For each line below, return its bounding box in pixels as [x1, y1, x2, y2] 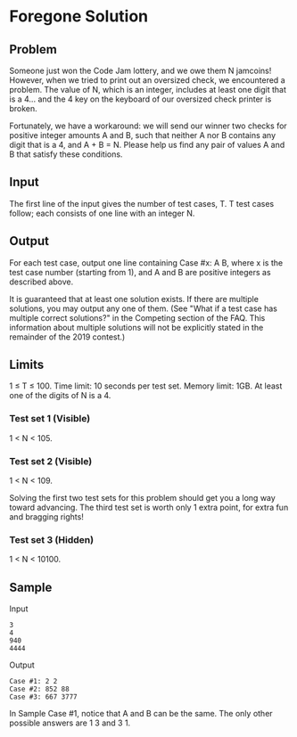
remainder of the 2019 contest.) [9, 332, 126, 342]
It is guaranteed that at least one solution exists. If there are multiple [9, 293, 259, 304]
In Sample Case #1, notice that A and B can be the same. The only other [9, 708, 274, 719]
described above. [9, 276, 74, 287]
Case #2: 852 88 [9, 684, 70, 694]
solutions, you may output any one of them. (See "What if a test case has [9, 303, 278, 314]
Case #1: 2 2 [9, 677, 58, 686]
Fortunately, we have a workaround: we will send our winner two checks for [9, 120, 287, 131]
